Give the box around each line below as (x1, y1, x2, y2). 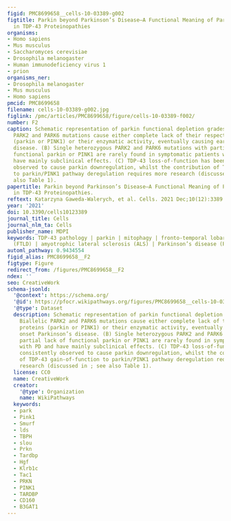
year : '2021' (7, 203, 45, 210)
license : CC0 (13, 369, 51, 376)
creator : (13, 382, 38, 389)
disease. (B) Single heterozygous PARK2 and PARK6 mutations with (13, 145, 208, 152)
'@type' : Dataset (13, 305, 63, 312)
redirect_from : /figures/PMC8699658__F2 (7, 266, 125, 273)
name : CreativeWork (13, 375, 69, 382)
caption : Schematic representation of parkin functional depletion (7, 125, 205, 132)
